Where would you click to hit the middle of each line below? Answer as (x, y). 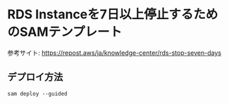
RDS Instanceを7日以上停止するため (113, 14)
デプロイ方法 (35, 77)
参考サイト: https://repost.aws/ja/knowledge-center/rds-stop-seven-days (114, 53)
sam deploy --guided (38, 93)
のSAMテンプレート (65, 32)
